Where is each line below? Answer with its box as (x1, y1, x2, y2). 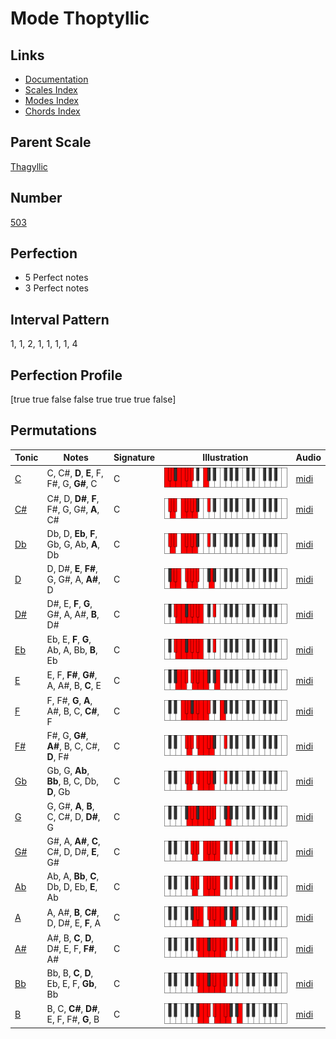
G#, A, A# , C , (46, 835, 101, 847)
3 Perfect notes (24, 282, 90, 294)
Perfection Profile (10, 367, 123, 384)
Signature (113, 452, 156, 464)
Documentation (24, 73, 89, 85)
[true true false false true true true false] (10, 393, 177, 406)
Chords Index (24, 105, 81, 117)
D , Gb (46, 786, 71, 798)
